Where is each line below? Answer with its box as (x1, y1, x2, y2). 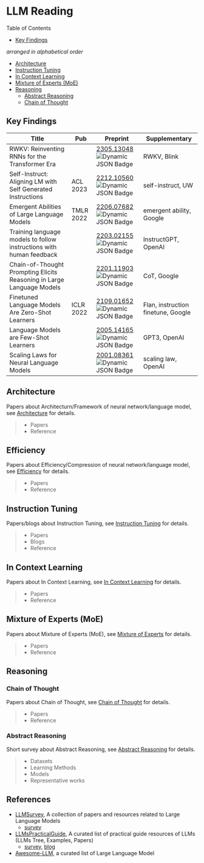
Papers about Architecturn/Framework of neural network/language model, (6, 403, 192, 410)
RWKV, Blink (143, 152, 179, 161)
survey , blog (24, 843, 56, 850)
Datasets (30, 757, 53, 764)
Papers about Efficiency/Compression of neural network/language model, (6, 461, 190, 469)
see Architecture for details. (6, 409, 76, 416)
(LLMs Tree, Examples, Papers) (15, 836, 94, 844)
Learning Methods (30, 764, 76, 771)
